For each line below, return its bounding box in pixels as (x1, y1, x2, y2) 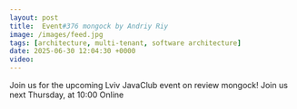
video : (9, 55, 35, 64)
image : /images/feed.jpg (9, 30, 104, 39)
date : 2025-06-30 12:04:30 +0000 (9, 47, 136, 56)
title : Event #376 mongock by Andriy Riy (9, 22, 169, 31)
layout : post (9, 13, 59, 23)
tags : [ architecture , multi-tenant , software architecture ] (9, 38, 243, 48)
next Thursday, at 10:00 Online (9, 89, 124, 100)
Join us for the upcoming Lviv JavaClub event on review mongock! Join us (9, 80, 289, 90)
